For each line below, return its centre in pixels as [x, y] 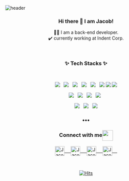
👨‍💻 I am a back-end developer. [86, 32]
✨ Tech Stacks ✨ [86, 63]
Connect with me [81, 135]
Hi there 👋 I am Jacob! [86, 21]
